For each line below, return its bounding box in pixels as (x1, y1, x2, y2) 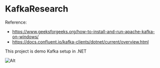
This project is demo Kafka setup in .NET (5, 48, 87, 54)
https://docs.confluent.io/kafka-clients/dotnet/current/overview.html (12, 39, 149, 44)
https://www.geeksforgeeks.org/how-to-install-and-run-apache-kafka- (12, 28, 155, 34)
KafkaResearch (5, 3, 69, 14)
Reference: (5, 19, 27, 25)
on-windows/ (12, 34, 39, 40)
